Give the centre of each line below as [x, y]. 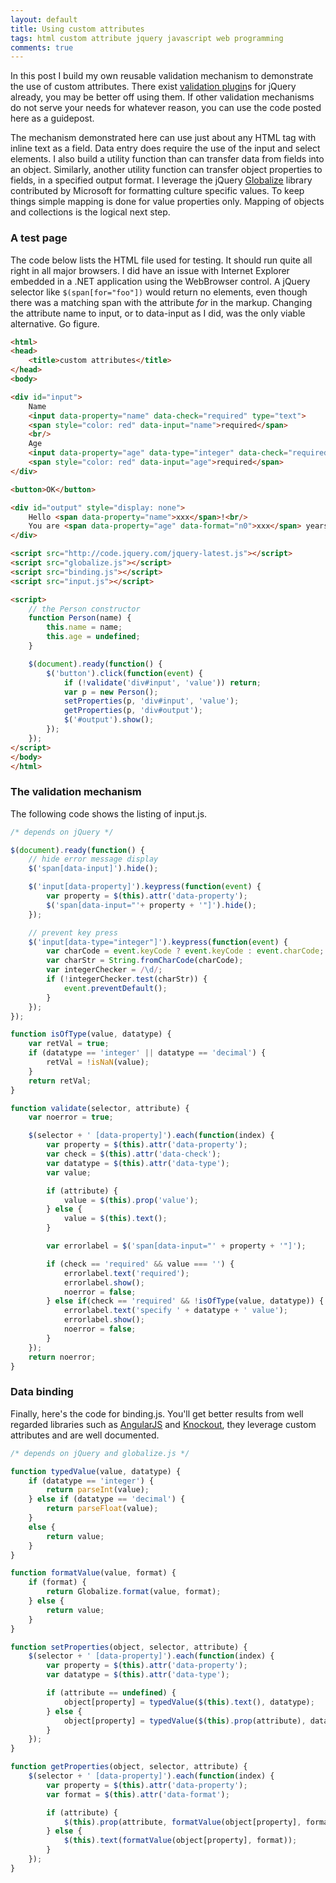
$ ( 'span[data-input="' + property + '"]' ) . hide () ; [151, 905]
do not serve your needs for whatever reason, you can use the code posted [166, 108]
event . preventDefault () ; [115, 988]
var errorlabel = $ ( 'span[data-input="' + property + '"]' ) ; [176, 1246]
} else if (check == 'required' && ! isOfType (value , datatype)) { [185, 1301]
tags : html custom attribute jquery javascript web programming [147, 38]
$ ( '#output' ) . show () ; [109, 720]
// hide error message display [93, 859]
